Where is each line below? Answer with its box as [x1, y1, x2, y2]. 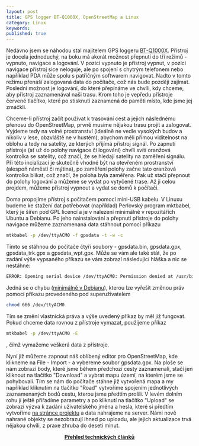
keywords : [6, 25, 31, 31]
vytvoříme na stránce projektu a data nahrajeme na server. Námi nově [6, 409, 176, 416]
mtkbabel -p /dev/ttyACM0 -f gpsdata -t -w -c [6, 232, 123, 239]
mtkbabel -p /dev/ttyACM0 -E [6, 330, 78, 336]
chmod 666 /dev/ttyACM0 [6, 301, 65, 308]
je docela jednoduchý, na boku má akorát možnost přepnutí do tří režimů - [6, 53, 187, 60]
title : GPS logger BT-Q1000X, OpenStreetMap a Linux [6, 14, 139, 20]
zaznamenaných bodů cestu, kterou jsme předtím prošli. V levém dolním [6, 390, 182, 397]
